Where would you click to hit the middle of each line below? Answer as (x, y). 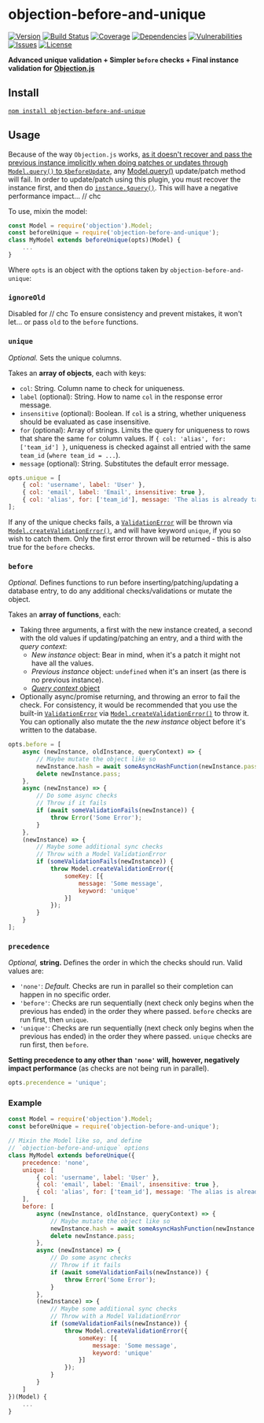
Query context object (66, 688)
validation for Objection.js (51, 68)
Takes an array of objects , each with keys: (77, 373)
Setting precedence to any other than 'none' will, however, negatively (124, 1060)
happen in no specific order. (65, 995)
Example (25, 1103)
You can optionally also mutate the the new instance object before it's (132, 722)
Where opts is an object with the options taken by (88, 270)
